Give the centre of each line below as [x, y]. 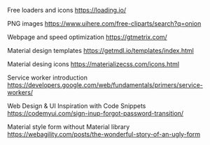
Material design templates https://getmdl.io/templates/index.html [100, 51]
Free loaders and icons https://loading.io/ [67, 10]
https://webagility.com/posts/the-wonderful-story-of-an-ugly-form [104, 134]
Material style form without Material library [69, 127]
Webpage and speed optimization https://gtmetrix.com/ [87, 37]
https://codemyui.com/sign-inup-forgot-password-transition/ [96, 113]
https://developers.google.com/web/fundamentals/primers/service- [105, 85]
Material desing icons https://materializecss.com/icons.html [93, 64]
